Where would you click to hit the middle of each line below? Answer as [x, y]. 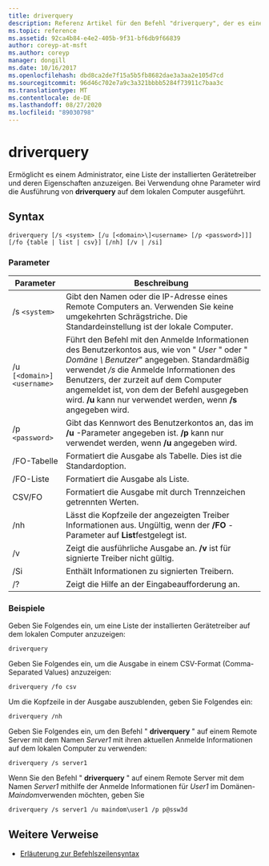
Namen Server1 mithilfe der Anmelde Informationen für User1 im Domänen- [132, 787]
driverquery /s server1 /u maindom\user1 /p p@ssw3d [98, 810]
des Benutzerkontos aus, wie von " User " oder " [157, 350]
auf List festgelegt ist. [147, 536]
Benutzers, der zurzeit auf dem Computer [144, 380]
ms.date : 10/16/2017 [43, 68]
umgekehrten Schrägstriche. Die [127, 317]
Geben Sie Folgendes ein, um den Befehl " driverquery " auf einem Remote [133, 731]
